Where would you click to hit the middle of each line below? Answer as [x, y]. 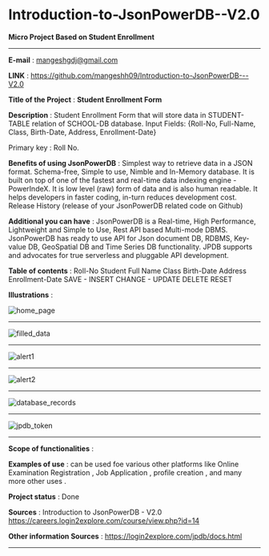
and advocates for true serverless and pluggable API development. [119, 255]
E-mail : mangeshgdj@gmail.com [63, 60]
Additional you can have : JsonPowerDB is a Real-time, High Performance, [132, 221]
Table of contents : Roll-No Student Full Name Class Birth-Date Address [127, 271]
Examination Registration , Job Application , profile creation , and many [125, 472]
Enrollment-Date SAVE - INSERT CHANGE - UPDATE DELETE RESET [120, 279]
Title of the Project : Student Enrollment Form [85, 99]
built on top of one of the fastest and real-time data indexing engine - [122, 180]
